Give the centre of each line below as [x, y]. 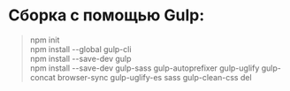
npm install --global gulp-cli [80, 49]
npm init [45, 40]
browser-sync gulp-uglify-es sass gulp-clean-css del [155, 77]
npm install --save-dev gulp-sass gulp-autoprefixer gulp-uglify [145, 68]
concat [43, 77]
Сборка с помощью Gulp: [107, 15]
